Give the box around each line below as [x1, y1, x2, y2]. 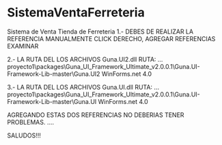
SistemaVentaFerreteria [7, 5, 145, 21]
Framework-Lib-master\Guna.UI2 [7, 70, 100, 78]
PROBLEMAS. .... [7, 118, 55, 126]
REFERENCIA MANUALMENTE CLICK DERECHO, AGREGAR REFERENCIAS [7, 34, 216, 42]
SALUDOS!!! [7, 131, 41, 140]
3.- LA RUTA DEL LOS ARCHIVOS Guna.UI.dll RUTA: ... [7, 83, 159, 91]
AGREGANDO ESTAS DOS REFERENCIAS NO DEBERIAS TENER [7, 111, 184, 119]
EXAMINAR [7, 42, 39, 50]
